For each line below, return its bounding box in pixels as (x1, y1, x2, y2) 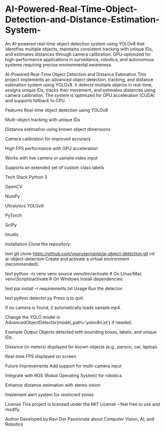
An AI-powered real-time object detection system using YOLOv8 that (5, 40, 145, 46)
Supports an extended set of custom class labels (5, 164, 104, 170)
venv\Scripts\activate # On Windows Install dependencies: (5, 275, 124, 282)
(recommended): (5, 261, 39, 267)
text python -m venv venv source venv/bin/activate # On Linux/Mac (5, 271, 142, 276)
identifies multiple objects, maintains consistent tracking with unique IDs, (5, 46, 153, 52)
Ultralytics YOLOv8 (5, 202, 44, 208)
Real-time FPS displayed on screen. (5, 353, 78, 359)
